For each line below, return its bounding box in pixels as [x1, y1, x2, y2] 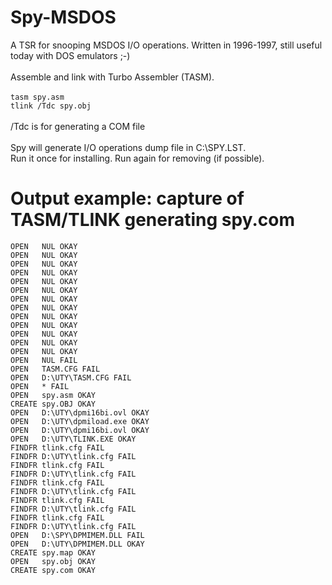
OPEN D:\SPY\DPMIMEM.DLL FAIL [10, 530, 145, 540]
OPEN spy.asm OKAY [10, 390, 97, 400]
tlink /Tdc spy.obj [10, 101, 92, 111]
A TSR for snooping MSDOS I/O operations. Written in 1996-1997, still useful [10, 39, 323, 51]
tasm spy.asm [10, 92, 65, 102]
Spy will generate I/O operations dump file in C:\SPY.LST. [10, 141, 247, 153]
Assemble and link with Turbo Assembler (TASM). [10, 71, 215, 83]
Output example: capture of [10, 187, 245, 210]
